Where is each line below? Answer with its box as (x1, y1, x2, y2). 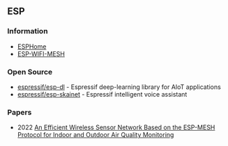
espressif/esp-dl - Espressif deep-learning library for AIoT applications (17, 83, 221, 91)
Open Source (7, 67, 53, 76)
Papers (7, 107, 32, 117)
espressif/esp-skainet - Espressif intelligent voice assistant (17, 90, 188, 98)
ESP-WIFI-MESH (17, 49, 65, 58)
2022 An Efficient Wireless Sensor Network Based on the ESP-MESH (17, 123, 215, 131)
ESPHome (17, 42, 47, 51)
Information (7, 26, 48, 36)
